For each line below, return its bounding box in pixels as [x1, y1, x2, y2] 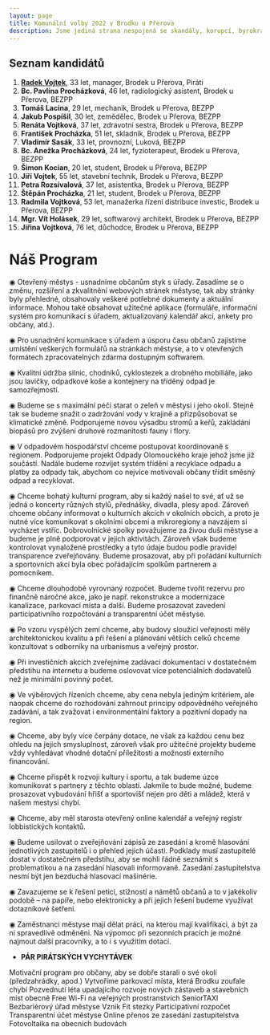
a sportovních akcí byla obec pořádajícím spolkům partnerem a [9, 559, 217, 570]
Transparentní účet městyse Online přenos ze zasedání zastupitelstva [9, 1010, 240, 1020]
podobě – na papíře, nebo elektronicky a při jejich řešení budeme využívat [9, 895, 253, 905]
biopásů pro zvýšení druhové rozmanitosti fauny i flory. [9, 426, 191, 436]
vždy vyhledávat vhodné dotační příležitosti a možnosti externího [9, 748, 224, 758]
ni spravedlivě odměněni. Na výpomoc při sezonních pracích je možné [9, 928, 241, 938]
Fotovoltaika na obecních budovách [9, 1019, 127, 1029]
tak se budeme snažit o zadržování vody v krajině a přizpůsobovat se [9, 409, 238, 419]
